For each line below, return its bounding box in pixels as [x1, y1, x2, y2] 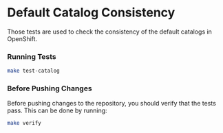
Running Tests [7, 51, 56, 61]
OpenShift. [7, 34, 38, 43]
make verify [7, 120, 41, 127]
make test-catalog [7, 67, 60, 75]
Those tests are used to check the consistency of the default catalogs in [7, 27, 212, 36]
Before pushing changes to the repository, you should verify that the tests [7, 99, 217, 108]
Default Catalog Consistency [7, 5, 176, 21]
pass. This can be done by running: [7, 106, 108, 114]
